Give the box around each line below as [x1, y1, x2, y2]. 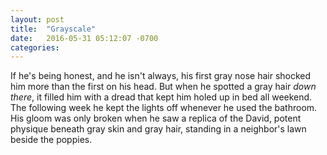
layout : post [10, 14, 65, 25]
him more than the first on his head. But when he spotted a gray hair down [10, 81, 317, 93]
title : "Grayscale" [10, 24, 97, 34]
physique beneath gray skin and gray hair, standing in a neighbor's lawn [10, 123, 307, 135]
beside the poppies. [10, 134, 93, 146]
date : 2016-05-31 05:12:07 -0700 [10, 33, 159, 43]
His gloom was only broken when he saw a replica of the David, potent [10, 112, 302, 125]
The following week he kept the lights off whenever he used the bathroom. [10, 102, 318, 114]
